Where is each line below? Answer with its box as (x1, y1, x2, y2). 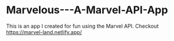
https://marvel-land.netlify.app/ (6, 28, 83, 35)
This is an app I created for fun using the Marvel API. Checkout (6, 23, 159, 29)
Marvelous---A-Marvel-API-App (6, 3, 168, 17)
